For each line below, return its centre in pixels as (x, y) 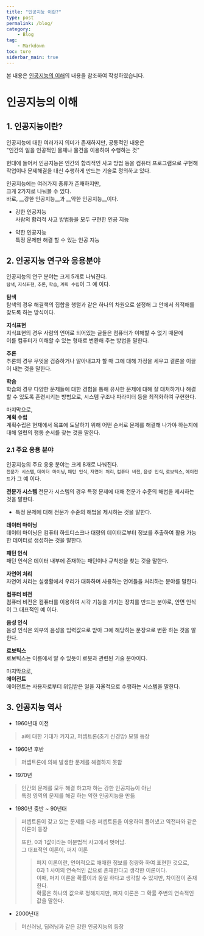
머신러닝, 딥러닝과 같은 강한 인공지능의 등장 (72, 926)
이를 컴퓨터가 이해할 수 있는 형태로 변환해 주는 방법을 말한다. (78, 340)
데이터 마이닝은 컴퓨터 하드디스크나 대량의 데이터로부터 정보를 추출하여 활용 (96, 532)
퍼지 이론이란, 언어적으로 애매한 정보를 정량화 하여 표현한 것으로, (113, 862)
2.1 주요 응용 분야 (30, 450)
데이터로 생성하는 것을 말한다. (48, 540)
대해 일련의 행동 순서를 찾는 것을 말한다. (53, 432)
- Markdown (31, 46)
